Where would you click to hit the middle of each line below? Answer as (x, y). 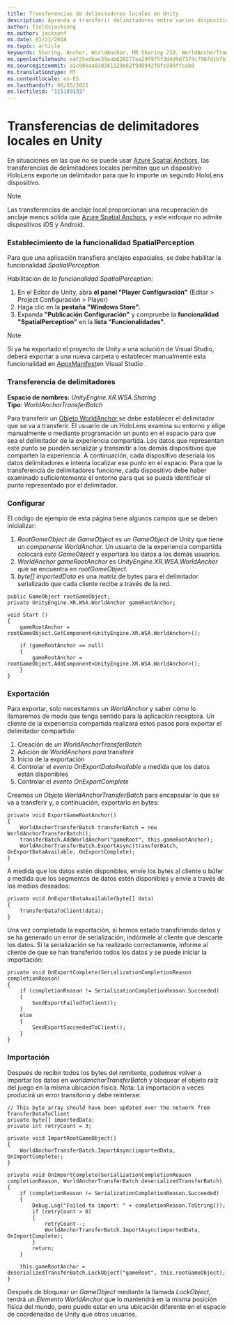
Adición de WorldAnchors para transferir (76, 752)
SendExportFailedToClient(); (75, 1003)
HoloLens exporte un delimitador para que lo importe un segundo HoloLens (116, 175)
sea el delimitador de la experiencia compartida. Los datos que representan (116, 440)
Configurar (26, 503)
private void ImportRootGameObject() (62, 1138)
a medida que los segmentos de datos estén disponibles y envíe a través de (116, 879)
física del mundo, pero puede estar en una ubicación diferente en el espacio (117, 1306)
